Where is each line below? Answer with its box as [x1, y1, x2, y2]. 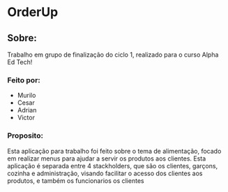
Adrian [17, 106, 37, 115]
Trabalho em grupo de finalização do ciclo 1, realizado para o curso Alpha [7, 50, 219, 59]
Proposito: [7, 131, 44, 140]
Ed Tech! [7, 58, 33, 66]
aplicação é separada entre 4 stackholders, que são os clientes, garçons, [7, 161, 218, 170]
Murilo [17, 91, 36, 100]
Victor [17, 113, 35, 122]
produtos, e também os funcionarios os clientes [7, 176, 144, 185]
